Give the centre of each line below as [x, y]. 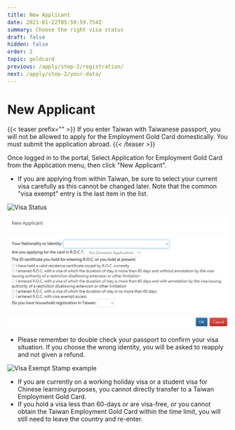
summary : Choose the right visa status [66, 29]
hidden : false [28, 45]
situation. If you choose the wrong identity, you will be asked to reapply [120, 347]
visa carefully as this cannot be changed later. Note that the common [117, 186]
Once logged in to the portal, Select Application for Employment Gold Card [115, 157]
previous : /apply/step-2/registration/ [66, 67]
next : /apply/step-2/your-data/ [54, 74]
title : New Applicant [39, 15]
